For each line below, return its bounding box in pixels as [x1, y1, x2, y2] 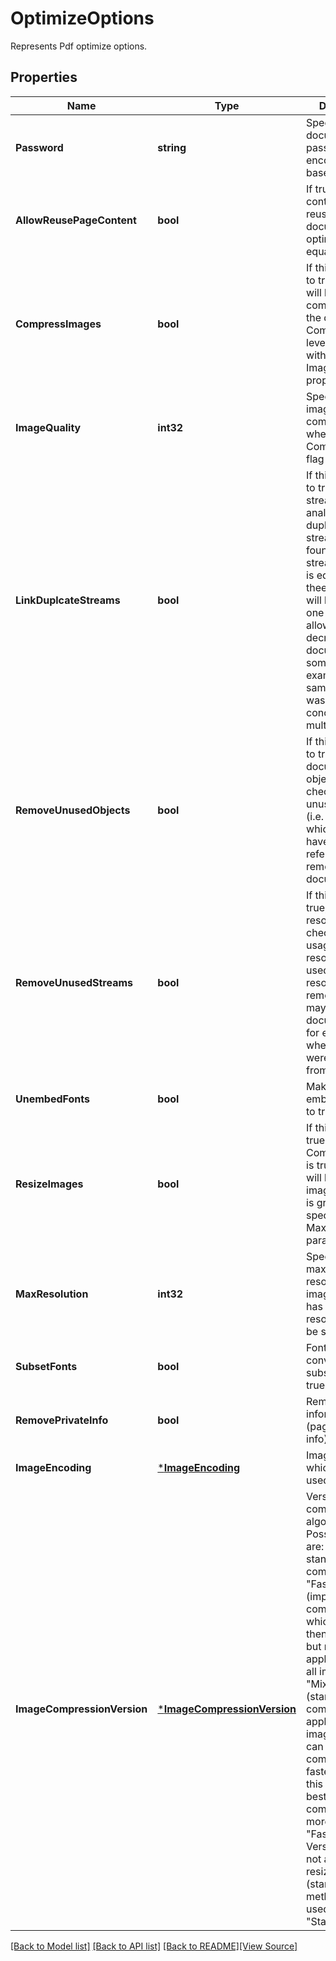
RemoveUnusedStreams [15, 975, 134, 989]
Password [15, 140, 64, 154]
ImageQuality [15, 420, 82, 434]
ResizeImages [15, 1177, 84, 1191]
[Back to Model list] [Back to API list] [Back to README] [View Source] [10, 1940, 298, 1952]
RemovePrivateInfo [15, 1413, 109, 1427]
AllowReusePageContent [15, 213, 137, 227]
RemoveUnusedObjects [15, 803, 131, 817]
